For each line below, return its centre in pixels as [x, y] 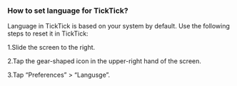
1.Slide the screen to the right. [51, 48]
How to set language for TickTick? [68, 11]
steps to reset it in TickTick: [48, 33]
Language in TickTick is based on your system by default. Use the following [119, 26]
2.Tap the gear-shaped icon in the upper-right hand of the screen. [105, 61]
